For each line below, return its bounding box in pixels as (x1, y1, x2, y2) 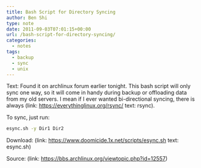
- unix (12, 65, 29, 72)
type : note (6, 20, 34, 26)
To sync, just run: (6, 114, 50, 121)
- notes (12, 43, 32, 49)
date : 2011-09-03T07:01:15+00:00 (6, 26, 91, 32)
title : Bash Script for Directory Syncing (6, 9, 116, 15)
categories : (6, 37, 37, 43)
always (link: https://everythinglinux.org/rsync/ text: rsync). (6, 102, 155, 109)
